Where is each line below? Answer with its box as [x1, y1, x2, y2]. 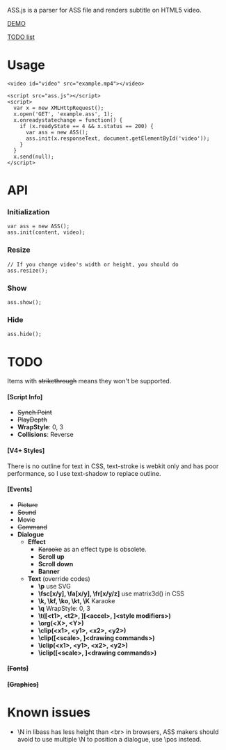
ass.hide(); [7, 330, 42, 338]
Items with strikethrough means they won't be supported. [7, 377, 172, 385]
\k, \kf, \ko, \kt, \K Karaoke [38, 596, 115, 605]
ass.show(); [7, 299, 42, 306]
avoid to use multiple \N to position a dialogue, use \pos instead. [17, 735, 202, 743]
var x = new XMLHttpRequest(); [13, 104, 104, 111]
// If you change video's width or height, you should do [7, 261, 179, 268]
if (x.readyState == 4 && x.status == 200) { [19, 122, 154, 129]
